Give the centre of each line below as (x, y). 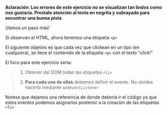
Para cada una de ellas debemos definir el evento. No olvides (89, 82)
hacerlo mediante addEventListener (62, 87)
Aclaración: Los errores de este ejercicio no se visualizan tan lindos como (84, 7)
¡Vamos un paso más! (27, 28)
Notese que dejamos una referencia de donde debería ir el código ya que (81, 97)
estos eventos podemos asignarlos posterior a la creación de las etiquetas (82, 102)
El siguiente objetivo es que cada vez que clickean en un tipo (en (72, 47)
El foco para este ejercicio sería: (38, 62)
